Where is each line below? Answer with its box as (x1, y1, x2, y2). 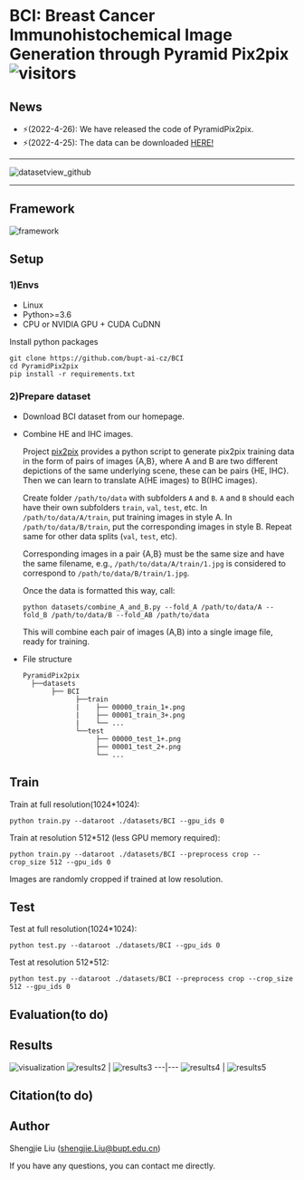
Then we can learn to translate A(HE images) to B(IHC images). (22, 474, 258, 485)
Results (9, 1038, 53, 1053)
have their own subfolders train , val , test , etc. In (22, 501, 208, 512)
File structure (22, 653, 72, 664)
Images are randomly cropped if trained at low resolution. (9, 873, 223, 884)
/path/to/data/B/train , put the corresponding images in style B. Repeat (22, 521, 292, 532)
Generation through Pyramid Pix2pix (9, 44, 290, 64)
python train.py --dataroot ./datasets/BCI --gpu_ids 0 (9, 816, 224, 825)
